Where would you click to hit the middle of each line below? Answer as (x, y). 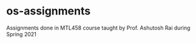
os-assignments (49, 11)
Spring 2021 (21, 34)
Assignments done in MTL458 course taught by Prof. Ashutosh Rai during (98, 28)
